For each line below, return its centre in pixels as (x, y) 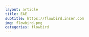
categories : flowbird (27, 27)
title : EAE (16, 14)
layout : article (22, 9)
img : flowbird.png (24, 23)
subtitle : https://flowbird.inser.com (44, 18)
